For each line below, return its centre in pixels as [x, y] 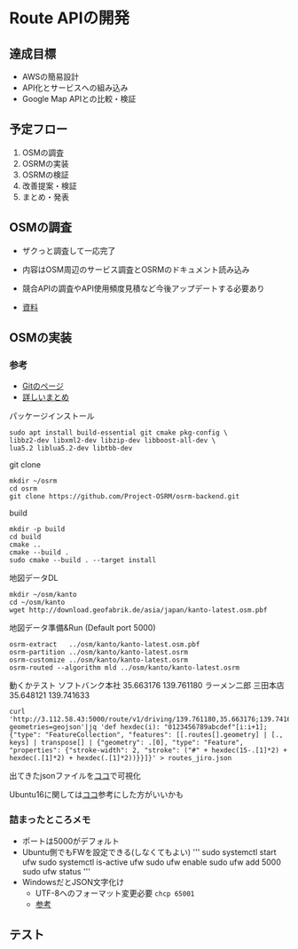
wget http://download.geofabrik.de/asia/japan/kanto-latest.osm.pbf [138, 610]
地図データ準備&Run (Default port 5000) [82, 628]
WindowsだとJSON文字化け [73, 882]
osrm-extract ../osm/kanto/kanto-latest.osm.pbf [105, 645]
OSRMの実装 [45, 163]
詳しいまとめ [45, 397]
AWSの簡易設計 [51, 77]
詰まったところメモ [50, 820]
